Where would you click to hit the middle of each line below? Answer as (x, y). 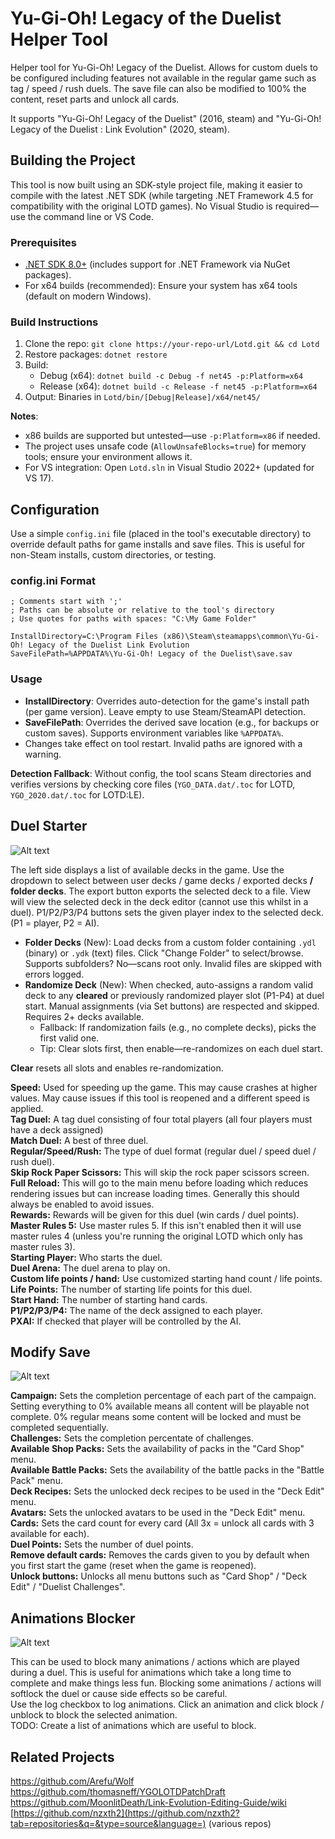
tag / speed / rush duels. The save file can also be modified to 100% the (158, 88)
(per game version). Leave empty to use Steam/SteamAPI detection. (165, 711)
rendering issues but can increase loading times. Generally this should (155, 1193)
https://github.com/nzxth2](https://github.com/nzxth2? (126, 1813)
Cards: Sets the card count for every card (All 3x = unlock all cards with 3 (162, 1523)
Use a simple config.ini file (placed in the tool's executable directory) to (161, 534)
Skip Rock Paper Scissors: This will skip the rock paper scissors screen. (160, 1172)
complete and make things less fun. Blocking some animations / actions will (166, 1683)
